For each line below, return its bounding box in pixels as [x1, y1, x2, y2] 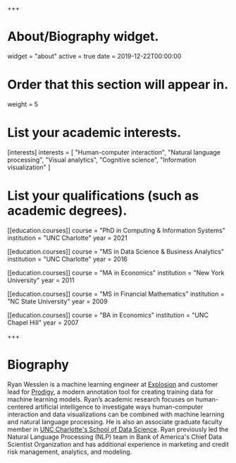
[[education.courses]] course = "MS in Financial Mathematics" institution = [7, 289, 225, 298]
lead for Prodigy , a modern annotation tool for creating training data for [7, 387, 213, 396]
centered [7, 402, 34, 411]
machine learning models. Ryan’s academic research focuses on [7, 395, 194, 403]
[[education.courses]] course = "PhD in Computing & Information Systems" [7, 226, 225, 234]
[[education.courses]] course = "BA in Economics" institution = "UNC [7, 311, 209, 319]
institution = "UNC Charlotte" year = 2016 [7, 255, 128, 263]
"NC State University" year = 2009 [7, 297, 108, 306]
